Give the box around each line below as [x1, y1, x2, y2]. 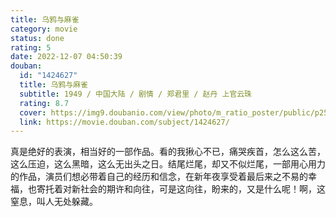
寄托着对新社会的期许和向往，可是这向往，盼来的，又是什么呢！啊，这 [36, 183, 326, 195]
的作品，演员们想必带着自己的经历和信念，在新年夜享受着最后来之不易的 [10, 171, 308, 183]
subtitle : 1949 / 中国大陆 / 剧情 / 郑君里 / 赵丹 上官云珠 [19, 89, 252, 99]
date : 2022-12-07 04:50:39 [10, 52, 123, 62]
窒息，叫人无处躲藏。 [10, 196, 98, 208]
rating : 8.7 [19, 98, 70, 108]
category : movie [10, 24, 78, 34]
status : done [10, 33, 65, 43]
